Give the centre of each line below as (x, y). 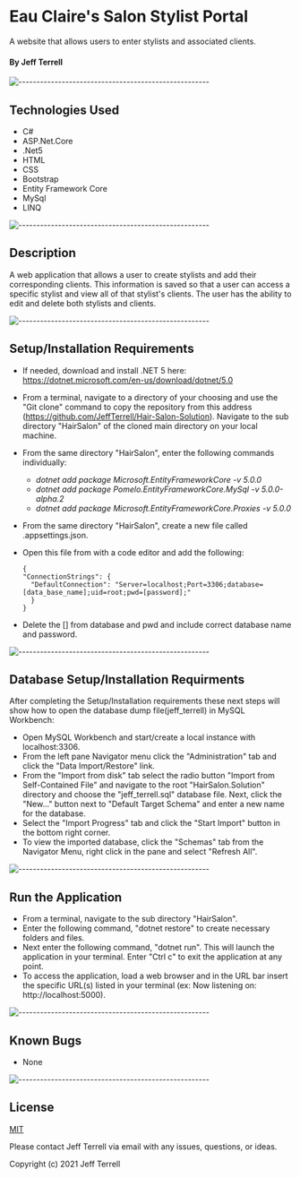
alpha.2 (50, 498)
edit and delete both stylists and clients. (83, 303)
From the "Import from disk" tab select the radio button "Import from (148, 776)
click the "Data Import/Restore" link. (88, 766)
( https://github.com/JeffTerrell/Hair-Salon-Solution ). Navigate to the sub (155, 416)
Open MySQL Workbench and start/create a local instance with (139, 737)
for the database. (54, 813)
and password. (50, 634)
